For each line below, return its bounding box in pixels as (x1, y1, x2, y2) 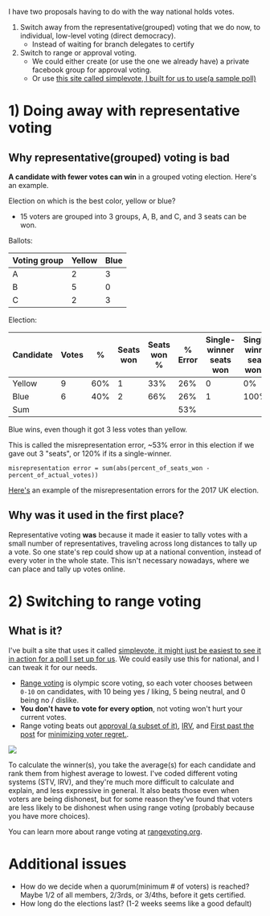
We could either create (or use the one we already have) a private (31, 56, 250, 66)
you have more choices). (8, 811, 91, 820)
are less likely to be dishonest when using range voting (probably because (8, 803, 255, 812)
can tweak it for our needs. (8, 662, 98, 672)
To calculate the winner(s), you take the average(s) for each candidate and (8, 759, 256, 770)
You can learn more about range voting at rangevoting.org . (8, 827, 202, 836)
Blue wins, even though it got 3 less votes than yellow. (8, 425, 187, 434)
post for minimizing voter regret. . (19, 729, 129, 738)
